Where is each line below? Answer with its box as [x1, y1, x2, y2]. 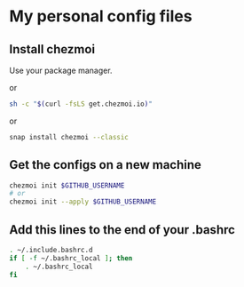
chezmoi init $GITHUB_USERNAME [9, 180, 125, 190]
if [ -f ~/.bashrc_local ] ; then [9, 253, 133, 263]
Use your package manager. [9, 65, 113, 76]
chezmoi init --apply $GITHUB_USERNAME [9, 197, 157, 206]
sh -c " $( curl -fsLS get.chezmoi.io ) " [9, 100, 153, 108]
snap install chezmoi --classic [9, 132, 129, 141]
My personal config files [9, 6, 193, 27]
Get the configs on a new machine [9, 157, 202, 172]
